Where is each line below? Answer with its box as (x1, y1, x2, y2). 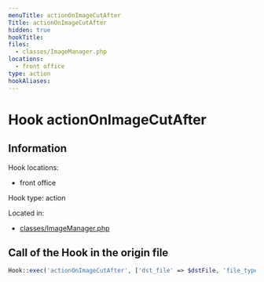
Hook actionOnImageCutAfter (8, 110, 207, 128)
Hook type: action (8, 193, 66, 202)
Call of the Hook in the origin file (8, 246, 169, 259)
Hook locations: (8, 162, 59, 172)
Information (8, 142, 68, 155)
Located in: (8, 208, 45, 218)
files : (8, 41, 30, 49)
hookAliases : (8, 77, 51, 85)
